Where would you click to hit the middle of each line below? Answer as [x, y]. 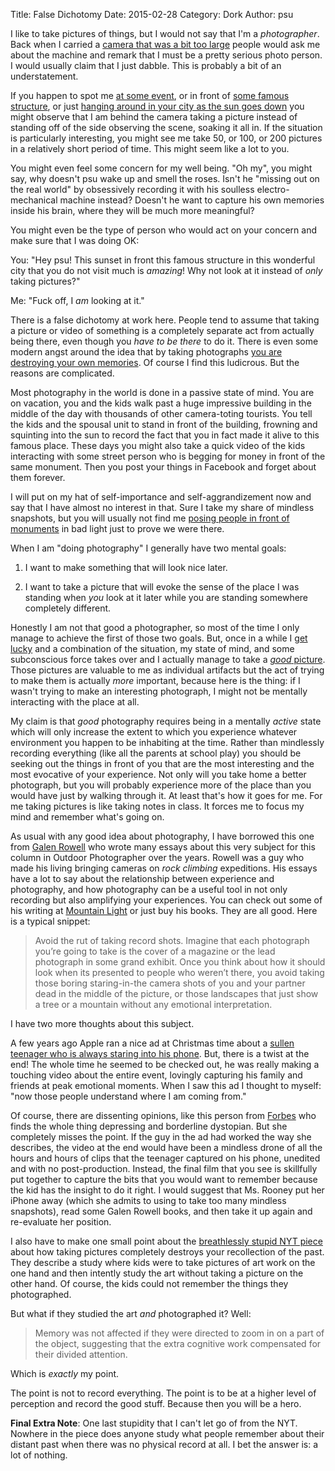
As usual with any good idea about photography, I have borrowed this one [162, 836]
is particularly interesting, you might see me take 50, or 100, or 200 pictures [166, 138]
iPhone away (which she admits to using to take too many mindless [148, 1200]
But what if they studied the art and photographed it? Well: [131, 1313]
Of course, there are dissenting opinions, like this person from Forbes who [163, 1115]
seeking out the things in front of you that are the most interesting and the [162, 763]
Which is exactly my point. [65, 1373]
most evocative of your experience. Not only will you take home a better [158, 774]
